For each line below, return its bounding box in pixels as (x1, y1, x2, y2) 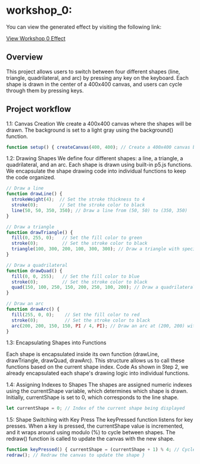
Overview (6, 52, 43, 63)
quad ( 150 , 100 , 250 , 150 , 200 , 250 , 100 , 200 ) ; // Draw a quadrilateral (11, 284, 196, 291)
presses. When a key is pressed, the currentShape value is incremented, (6, 422, 184, 429)
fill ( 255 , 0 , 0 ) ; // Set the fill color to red (11, 312, 140, 317)
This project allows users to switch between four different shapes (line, (6, 68, 180, 75)
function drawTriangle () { (6, 229, 73, 235)
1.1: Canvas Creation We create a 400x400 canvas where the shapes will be (6, 120, 192, 127)
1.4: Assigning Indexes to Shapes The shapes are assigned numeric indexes (6, 381, 192, 388)
